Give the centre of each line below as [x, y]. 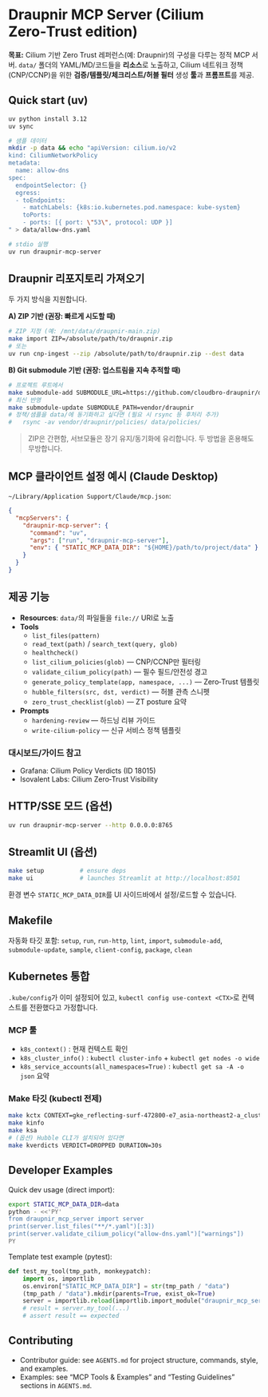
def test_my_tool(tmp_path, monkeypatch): [80, 1271]
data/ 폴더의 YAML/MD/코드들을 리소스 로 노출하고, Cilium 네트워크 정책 [131, 65]
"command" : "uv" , [58, 533]
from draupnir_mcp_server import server [77, 1219]
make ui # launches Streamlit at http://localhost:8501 [124, 878]
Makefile [31, 920]
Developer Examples [61, 1170]
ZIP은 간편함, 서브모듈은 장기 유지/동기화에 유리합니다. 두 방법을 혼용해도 [141, 439]
